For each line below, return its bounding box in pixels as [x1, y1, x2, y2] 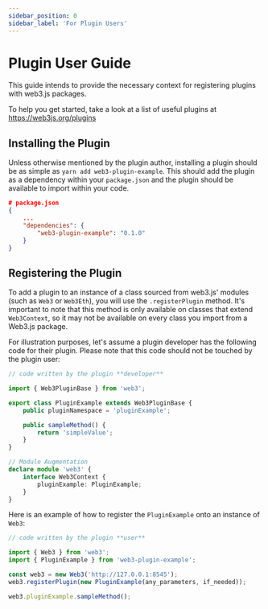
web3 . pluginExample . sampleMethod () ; [8, 592, 131, 600]
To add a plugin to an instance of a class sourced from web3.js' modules [8, 287, 249, 298]
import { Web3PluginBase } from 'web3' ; [8, 385, 146, 393]
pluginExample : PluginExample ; [37, 480, 142, 488]
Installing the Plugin [8, 136, 110, 150]
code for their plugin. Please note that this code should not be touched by [8, 346, 253, 356]
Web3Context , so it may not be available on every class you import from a [8, 313, 248, 323]
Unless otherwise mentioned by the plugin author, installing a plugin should [8, 158, 258, 167]
